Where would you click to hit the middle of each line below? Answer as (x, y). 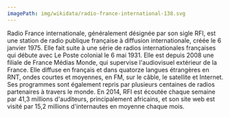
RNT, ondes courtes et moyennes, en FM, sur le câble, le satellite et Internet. (115, 77)
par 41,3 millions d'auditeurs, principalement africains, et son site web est (111, 99)
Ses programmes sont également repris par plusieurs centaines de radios (111, 84)
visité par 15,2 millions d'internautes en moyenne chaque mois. (96, 106)
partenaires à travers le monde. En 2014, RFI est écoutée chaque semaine (111, 92)
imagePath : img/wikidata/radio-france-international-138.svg (96, 13)
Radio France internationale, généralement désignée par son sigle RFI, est (112, 33)
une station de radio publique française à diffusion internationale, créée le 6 (114, 40)
